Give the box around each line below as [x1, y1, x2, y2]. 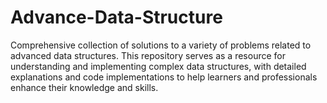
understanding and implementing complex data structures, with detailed [10, 60, 307, 72]
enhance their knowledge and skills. [10, 81, 159, 93]
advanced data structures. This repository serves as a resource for [10, 49, 286, 61]
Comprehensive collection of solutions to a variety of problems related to [10, 39, 312, 51]
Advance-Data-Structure [10, 6, 223, 29]
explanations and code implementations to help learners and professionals [10, 71, 318, 83]
